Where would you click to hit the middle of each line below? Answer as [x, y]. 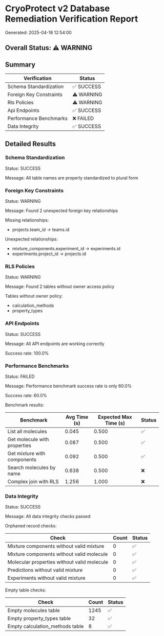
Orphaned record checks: [31, 526]
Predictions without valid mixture [45, 570]
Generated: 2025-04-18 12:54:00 [38, 32]
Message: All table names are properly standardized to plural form [72, 178]
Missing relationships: [27, 220]
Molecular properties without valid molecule [58, 562]
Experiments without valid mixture [46, 578]
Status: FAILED [20, 377]
